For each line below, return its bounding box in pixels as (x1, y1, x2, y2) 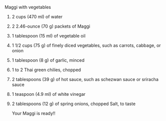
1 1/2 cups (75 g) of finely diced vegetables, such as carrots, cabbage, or (11, 42, 161, 48)
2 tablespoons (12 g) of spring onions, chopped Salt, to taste (11, 101, 136, 107)
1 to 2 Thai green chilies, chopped (11, 67, 81, 73)
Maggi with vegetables (4, 4, 52, 10)
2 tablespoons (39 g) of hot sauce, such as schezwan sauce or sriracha (11, 77, 159, 82)
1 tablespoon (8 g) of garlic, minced (11, 57, 85, 63)
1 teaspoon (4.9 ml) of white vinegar (11, 91, 86, 97)
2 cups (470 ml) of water (11, 14, 63, 19)
